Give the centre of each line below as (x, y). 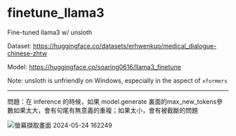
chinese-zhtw (27, 53)
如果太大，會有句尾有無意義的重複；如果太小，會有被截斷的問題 (105, 110)
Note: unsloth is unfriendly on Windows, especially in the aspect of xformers (118, 80)
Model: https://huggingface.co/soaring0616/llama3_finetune (94, 67)
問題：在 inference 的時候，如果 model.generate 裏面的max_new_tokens (112, 101)
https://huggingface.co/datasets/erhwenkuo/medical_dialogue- (125, 46)
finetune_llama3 (56, 13)
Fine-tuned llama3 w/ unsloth (50, 32)
